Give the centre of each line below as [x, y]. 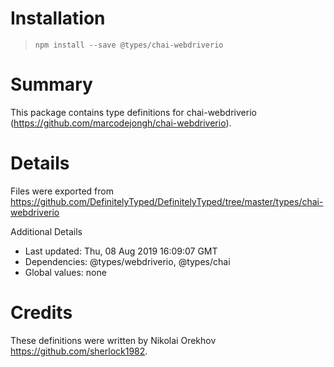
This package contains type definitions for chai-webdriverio [133, 112]
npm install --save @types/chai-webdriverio [129, 45]
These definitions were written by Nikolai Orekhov [113, 340]
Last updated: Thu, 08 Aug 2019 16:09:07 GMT [121, 251]
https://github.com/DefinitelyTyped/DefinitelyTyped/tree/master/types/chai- [167, 201]
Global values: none [65, 272]
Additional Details [46, 231]
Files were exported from [62, 191]
